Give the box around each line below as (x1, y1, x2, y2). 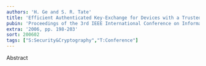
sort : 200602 (6, 32, 40, 38)
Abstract (6, 54, 28, 61)
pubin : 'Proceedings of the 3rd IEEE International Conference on (6, 20, 180, 26)
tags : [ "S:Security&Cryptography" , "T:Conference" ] (6, 37, 139, 43)
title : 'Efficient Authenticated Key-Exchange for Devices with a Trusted (6, 15, 202, 21)
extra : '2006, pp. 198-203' (6, 26, 78, 32)
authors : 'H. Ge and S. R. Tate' (6, 9, 92, 15)
